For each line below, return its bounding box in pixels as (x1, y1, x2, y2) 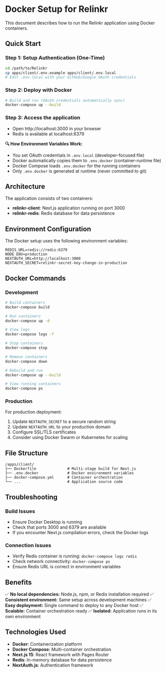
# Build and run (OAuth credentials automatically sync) (5, 98, 125, 103)
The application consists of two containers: (5, 195, 93, 201)
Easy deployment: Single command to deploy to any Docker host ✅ (5, 603, 144, 609)
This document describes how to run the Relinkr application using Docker (5, 20, 155, 26)
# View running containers (5, 381, 61, 386)
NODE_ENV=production (5, 252, 48, 257)
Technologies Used (5, 628, 66, 636)
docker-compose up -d (5, 318, 50, 323)
